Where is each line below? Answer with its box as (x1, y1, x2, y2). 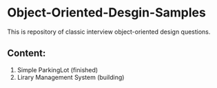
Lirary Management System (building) (17, 73, 125, 81)
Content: (7, 47, 46, 59)
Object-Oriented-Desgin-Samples (7, 5, 207, 21)
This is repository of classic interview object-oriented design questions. (7, 27, 211, 36)
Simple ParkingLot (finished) (17, 65, 99, 74)
